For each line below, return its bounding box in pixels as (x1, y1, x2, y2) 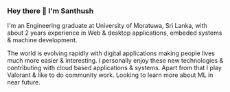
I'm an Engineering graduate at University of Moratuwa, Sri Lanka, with (7, 22, 207, 30)
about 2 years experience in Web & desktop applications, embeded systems (7, 29, 222, 37)
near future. (7, 78, 41, 87)
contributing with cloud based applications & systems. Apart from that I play (7, 64, 222, 72)
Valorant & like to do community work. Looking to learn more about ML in (7, 71, 214, 79)
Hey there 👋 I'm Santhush (7, 6, 94, 16)
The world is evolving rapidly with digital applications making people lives (7, 49, 215, 57)
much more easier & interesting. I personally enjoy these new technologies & (7, 57, 224, 65)
